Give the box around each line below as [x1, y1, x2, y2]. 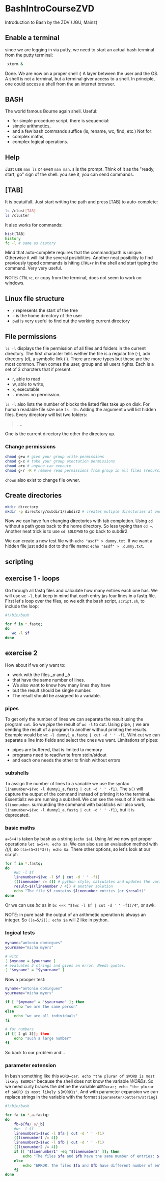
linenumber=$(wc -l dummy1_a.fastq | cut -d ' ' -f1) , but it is [5, 807, 135, 813]
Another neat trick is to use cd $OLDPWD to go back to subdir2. [5, 529, 129, 534]
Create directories [5, 492, 62, 500]
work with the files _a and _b [12, 672, 70, 678]
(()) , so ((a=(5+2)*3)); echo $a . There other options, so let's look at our [5, 846, 151, 852]
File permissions [5, 332, 57, 341]
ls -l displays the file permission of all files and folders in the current [5, 345, 146, 351]
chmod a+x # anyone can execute [5, 463, 71, 469]
